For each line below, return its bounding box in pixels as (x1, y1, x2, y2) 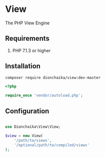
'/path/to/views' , (14, 138, 52, 143)
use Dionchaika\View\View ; (5, 124, 61, 129)
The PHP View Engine (5, 20, 50, 26)
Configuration (5, 107, 50, 115)
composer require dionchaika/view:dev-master (5, 75, 101, 80)
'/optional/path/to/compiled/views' (14, 143, 90, 148)
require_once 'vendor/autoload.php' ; (5, 93, 83, 98)
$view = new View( (5, 133, 43, 138)
